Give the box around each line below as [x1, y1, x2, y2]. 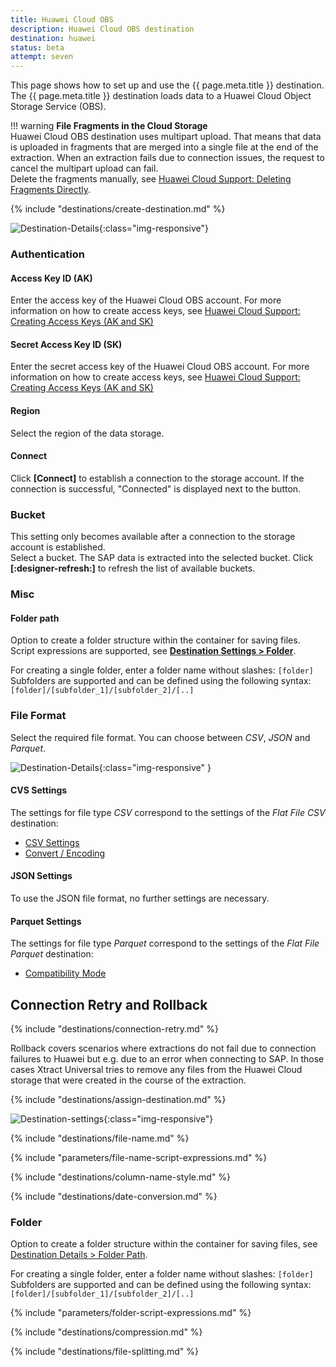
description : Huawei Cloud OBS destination [10, 24, 195, 34]
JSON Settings [10, 870, 73, 882]
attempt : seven [10, 52, 74, 62]
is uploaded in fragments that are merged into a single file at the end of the [10, 141, 319, 153]
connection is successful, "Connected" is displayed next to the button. [10, 482, 302, 495]
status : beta [10, 42, 65, 53]
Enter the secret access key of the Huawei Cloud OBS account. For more [10, 361, 310, 373]
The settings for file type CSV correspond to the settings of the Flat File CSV [10, 806, 326, 818]
